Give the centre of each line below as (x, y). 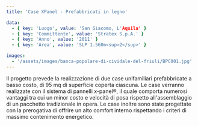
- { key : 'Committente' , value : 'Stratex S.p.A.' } (78, 34)
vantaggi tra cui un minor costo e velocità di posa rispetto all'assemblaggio (99, 97)
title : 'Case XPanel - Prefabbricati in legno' (67, 12)
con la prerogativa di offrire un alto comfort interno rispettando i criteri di (96, 110)
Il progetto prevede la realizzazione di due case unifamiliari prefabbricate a (99, 78)
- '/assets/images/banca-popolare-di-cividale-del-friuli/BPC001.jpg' (102, 61)
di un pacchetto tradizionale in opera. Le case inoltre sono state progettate (99, 104)
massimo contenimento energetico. (50, 116)
